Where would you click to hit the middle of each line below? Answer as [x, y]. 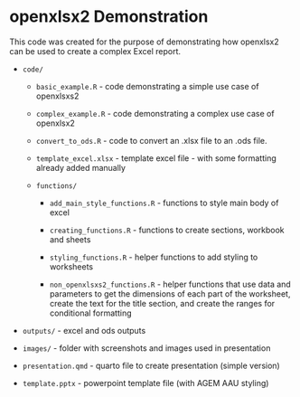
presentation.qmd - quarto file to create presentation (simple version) [151, 365]
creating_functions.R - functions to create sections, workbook [167, 230]
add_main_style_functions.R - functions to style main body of [164, 203]
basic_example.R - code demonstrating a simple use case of [147, 86]
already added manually [81, 167]
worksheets [71, 266]
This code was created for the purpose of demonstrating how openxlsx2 [145, 42]
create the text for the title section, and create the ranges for [162, 303]
